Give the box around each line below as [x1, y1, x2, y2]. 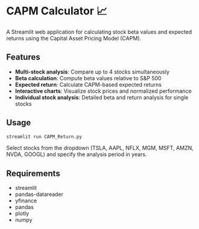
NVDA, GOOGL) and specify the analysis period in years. [6, 151, 147, 158]
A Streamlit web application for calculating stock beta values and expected [6, 28, 192, 36]
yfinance [14, 197, 37, 204]
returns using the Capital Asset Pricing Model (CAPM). [6, 34, 142, 42]
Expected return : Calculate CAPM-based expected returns [14, 81, 162, 88]
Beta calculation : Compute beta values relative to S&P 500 [14, 74, 162, 81]
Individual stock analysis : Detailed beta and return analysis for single [14, 93, 189, 101]
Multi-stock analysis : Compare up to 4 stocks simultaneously [14, 68, 170, 75]
